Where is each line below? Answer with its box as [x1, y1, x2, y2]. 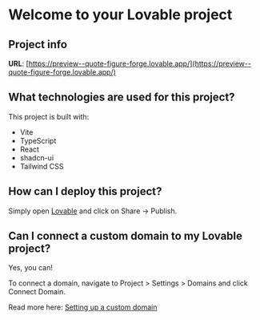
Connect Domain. [8, 287, 66, 297]
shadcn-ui [19, 152, 54, 162]
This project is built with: [8, 111, 90, 121]
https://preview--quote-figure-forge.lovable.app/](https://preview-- [28, 59, 252, 68]
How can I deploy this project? [8, 184, 162, 198]
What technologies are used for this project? [8, 91, 235, 104]
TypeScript [19, 136, 57, 145]
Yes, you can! [8, 263, 54, 273]
